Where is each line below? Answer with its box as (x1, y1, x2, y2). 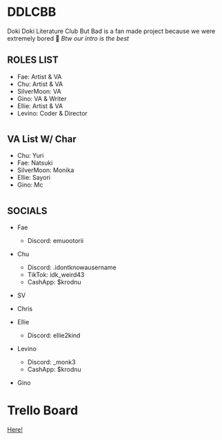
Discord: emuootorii (27, 236, 84, 244)
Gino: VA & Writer (17, 94, 67, 103)
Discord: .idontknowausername (27, 263, 117, 271)
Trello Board (7, 403, 79, 419)
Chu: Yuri (17, 151, 44, 160)
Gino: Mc (17, 180, 43, 189)
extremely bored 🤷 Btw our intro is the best (7, 34, 130, 42)
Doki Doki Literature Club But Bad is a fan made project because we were (7, 27, 216, 35)
